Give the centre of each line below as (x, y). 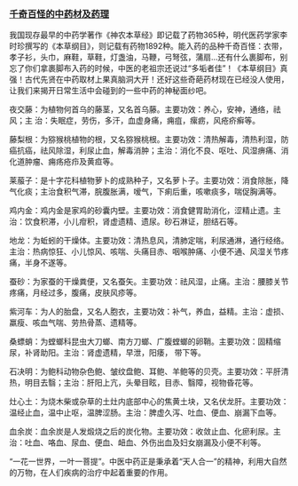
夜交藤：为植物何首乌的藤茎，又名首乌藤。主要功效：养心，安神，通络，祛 (145, 109)
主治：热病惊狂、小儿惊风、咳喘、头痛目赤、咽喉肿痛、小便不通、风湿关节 (145, 251)
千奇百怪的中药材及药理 (59, 13)
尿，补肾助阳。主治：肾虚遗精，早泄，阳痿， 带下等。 (107, 353)
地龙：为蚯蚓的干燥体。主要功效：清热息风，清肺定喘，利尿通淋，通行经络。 (149, 241)
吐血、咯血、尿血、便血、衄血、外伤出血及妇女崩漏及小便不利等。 (145, 442)
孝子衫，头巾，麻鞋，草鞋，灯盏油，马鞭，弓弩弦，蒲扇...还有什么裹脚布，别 (149, 57)
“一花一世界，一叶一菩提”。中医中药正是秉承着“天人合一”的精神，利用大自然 (148, 462)
